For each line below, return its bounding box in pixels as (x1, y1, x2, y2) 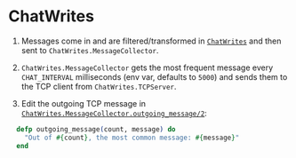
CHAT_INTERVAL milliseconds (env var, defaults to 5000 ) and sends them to (20, 71, 288, 82)
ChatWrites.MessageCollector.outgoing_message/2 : (20, 107, 208, 118)
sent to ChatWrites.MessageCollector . (20, 44, 159, 55)
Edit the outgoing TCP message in (20, 98, 147, 108)
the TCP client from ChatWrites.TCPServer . (20, 81, 177, 91)
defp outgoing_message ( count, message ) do (16, 124, 176, 134)
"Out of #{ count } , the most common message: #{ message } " (24, 133, 240, 142)
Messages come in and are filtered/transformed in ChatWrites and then (20, 36, 282, 46)
